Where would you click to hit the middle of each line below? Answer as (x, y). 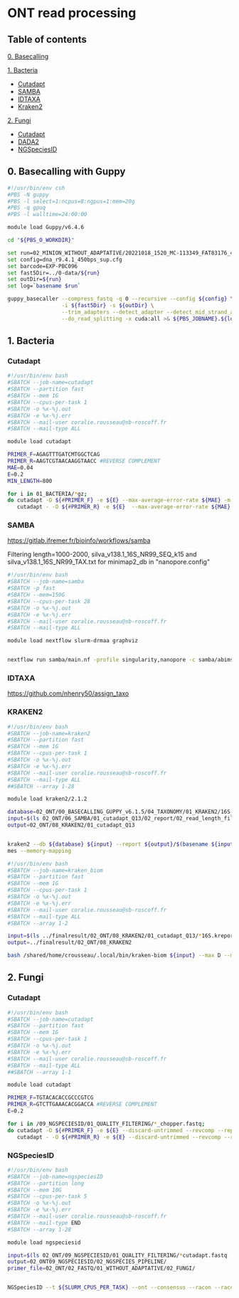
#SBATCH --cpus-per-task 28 (49, 601)
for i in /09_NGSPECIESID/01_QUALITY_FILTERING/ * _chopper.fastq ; (106, 1124)
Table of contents (47, 39)
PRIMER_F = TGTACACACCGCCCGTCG (51, 1098)
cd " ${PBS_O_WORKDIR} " (41, 240)
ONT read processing (72, 13)
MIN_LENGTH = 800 (30, 481)
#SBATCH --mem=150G (36, 595)
